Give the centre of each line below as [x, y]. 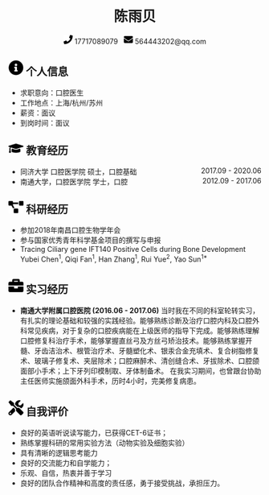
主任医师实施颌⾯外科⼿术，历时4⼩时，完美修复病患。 [110, 381]
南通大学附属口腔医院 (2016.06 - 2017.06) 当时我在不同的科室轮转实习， [140, 310]
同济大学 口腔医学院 [53, 171]
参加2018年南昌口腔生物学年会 [70, 230]
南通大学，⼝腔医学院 [55, 181]
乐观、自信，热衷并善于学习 [66, 472]
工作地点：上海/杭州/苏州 [61, 102]
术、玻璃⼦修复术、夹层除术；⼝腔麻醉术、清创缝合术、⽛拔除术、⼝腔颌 [139, 361]
